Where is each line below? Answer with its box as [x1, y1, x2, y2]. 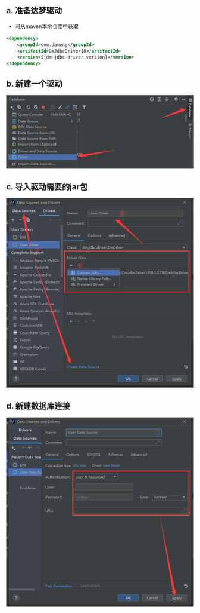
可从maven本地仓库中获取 [14, 23, 79, 30]
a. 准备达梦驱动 [6, 5, 62, 16]
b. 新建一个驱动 [6, 78, 62, 88]
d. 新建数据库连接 [6, 401, 70, 411]
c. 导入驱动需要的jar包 [6, 182, 88, 192]
